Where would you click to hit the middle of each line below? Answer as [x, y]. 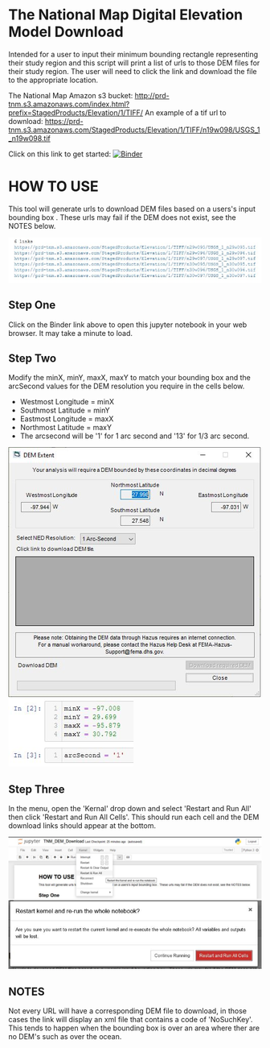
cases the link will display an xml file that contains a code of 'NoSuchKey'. [131, 1020]
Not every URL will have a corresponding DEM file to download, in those [128, 1011]
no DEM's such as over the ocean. [65, 1037]
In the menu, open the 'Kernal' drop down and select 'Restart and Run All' [130, 809]
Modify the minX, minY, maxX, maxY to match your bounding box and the [129, 378]
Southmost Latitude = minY [65, 410]
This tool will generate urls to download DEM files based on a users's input [132, 209]
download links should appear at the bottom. [82, 826]
